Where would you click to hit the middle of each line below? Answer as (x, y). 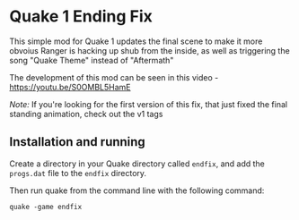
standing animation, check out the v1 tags (86, 114)
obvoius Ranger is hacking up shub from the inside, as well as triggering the (149, 50)
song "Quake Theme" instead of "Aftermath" (92, 60)
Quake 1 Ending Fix (81, 17)
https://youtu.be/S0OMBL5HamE (70, 87)
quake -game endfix (46, 207)
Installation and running (77, 142)
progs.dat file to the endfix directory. (78, 173)
